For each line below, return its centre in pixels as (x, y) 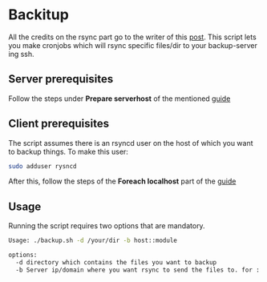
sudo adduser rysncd (43, 166)
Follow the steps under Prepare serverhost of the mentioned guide (119, 99)
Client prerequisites (59, 124)
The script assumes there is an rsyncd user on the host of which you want (131, 143)
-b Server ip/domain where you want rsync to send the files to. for (134, 270)
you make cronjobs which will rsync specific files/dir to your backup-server (133, 45)
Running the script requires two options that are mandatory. (107, 226)
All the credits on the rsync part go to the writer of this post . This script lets (132, 37)
